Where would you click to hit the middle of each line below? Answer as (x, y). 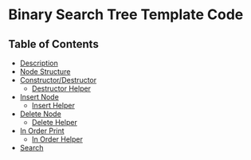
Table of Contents (54, 44)
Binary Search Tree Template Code (126, 15)
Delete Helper (54, 122)
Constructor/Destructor (58, 80)
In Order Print (42, 131)
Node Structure (45, 72)
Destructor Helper (61, 88)
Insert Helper (53, 105)
